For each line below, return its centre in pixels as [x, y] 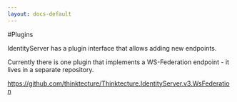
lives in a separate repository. [51, 69]
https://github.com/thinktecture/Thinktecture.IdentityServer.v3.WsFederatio [118, 83]
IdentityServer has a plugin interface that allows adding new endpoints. [112, 48]
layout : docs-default [40, 14]
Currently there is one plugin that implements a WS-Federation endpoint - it [118, 62]
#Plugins [20, 34]
